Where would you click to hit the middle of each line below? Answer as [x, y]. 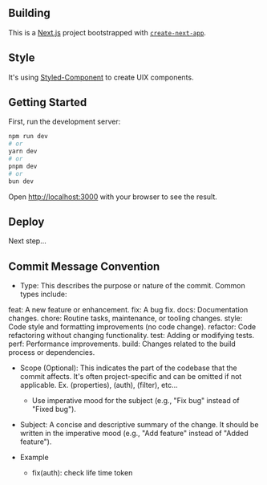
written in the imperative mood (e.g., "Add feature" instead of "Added [134, 434]
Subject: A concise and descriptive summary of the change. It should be [139, 425]
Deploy [26, 221]
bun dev [21, 181]
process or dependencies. [52, 353]
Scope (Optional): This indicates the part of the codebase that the [129, 368]
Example [34, 458]
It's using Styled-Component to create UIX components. [101, 77]
